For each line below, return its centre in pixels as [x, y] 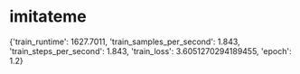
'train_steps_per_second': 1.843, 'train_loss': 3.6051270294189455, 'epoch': [150, 51]
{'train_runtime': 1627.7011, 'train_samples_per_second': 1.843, [125, 42]
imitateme [48, 17]
